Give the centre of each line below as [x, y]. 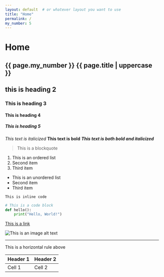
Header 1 [19, 259]
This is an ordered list [34, 157]
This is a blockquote [37, 148]
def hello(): [18, 210]
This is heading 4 [23, 115]
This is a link [18, 224]
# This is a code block [29, 205]
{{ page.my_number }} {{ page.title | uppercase [79, 65]
